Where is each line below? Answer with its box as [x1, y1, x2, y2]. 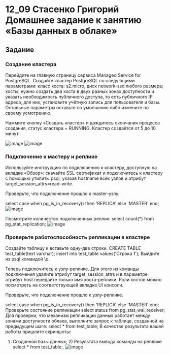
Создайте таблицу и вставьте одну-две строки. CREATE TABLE [5, 245, 141, 251]
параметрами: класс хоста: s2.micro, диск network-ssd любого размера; [5, 83, 163, 89]
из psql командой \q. [5, 256, 50, 262]
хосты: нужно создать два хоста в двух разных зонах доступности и [5, 88, 154, 94]
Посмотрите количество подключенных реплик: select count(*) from [5, 216, 154, 222]
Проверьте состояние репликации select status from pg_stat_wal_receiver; [5, 307, 165, 313]
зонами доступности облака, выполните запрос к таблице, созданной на [5, 318, 164, 324]
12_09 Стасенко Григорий [5, 4, 119, 15]
